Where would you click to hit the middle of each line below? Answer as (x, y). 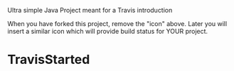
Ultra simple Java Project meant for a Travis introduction (90, 10)
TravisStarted (49, 60)
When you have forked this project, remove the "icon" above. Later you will (117, 24)
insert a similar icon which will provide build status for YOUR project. (108, 31)
